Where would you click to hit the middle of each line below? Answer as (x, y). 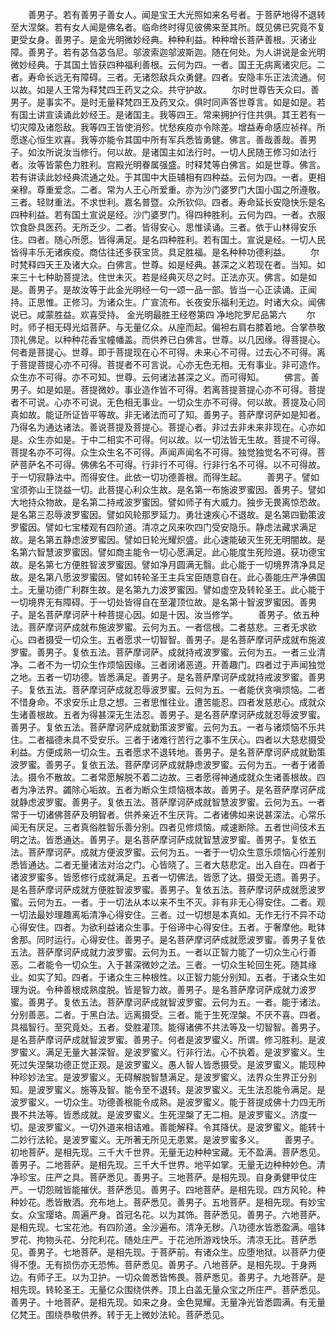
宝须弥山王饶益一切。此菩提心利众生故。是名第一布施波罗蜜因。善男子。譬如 (168, 489)
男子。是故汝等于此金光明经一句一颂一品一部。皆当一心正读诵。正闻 (176, 289)
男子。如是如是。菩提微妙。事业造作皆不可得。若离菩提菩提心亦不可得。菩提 (168, 389)
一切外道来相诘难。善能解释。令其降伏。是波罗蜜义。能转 (198, 1127)
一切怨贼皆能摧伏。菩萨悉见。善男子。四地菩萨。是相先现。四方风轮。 (172, 1189)
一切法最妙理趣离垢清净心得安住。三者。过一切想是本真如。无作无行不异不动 (168, 914)
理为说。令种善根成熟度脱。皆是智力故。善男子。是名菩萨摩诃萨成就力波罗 (163, 989)
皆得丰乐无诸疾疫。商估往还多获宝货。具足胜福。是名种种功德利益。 (150, 252)
